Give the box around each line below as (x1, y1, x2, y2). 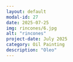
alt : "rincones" (6, 31, 46, 37)
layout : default (6, 8, 46, 15)
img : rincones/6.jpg (6, 25, 58, 31)
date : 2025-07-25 (6, 19, 49, 25)
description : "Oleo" (6, 47, 58, 53)
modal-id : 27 (6, 14, 39, 20)
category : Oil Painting (6, 42, 65, 48)
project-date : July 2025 (6, 36, 68, 42)
